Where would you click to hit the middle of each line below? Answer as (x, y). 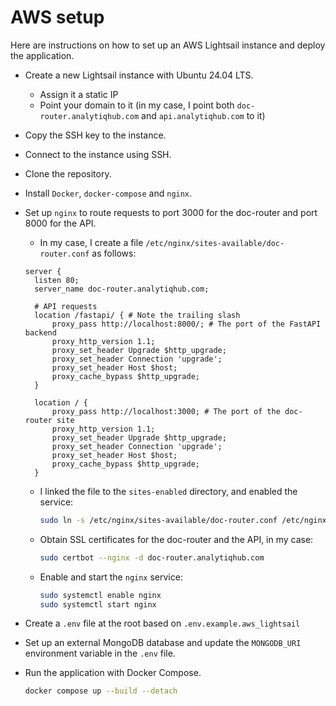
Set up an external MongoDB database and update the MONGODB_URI (163, 643)
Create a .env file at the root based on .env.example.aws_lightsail (162, 623)
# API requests (66, 306)
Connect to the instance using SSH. (98, 154)
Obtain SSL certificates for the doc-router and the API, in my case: (176, 539)
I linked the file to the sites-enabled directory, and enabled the (168, 491)
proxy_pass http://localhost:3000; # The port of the (166, 411)
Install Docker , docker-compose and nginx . (108, 193)
